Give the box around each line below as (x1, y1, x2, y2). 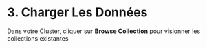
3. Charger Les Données (7, 5, 148, 20)
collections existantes (7, 34, 69, 42)
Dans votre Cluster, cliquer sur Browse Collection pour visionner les (7, 27, 201, 35)
